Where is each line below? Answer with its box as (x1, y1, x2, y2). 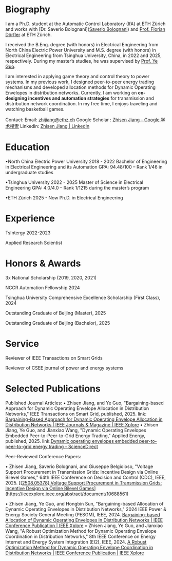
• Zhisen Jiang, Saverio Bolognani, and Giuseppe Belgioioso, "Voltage (5, 463, 154, 470)
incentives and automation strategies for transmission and (28, 95, 154, 101)
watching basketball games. (5, 106, 65, 112)
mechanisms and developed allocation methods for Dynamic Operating (5, 84, 156, 90)
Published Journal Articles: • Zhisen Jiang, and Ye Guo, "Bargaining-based (5, 400, 164, 406)
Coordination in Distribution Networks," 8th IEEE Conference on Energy (5, 533, 156, 539)
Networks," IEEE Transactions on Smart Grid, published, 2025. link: (5, 410, 147, 417)
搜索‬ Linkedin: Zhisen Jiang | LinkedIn (9, 123, 90, 129)
